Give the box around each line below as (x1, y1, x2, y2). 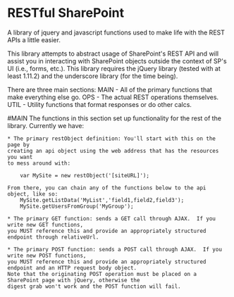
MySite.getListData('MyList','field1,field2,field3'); (20, 196, 185, 203)
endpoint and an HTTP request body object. (7, 264, 137, 272)
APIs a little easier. (7, 35, 61, 44)
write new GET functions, (7, 221, 83, 228)
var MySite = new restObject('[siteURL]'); (20, 172, 150, 179)
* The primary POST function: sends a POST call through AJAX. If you (7, 246, 222, 253)
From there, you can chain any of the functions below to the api (7, 184, 207, 191)
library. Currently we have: (7, 121, 85, 129)
